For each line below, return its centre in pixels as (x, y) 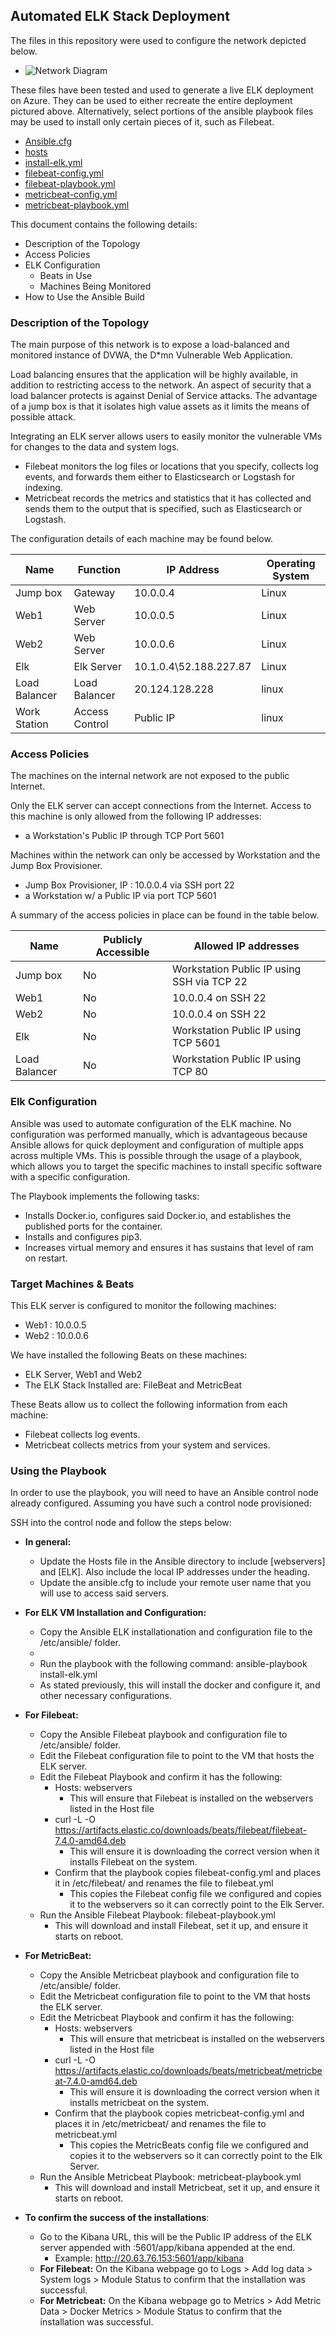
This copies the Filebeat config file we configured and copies (195, 1894)
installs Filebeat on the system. (133, 1862)
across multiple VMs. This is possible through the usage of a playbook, (156, 1155)
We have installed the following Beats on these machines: (129, 1355)
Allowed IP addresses (246, 946)
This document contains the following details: (104, 224)
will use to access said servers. (104, 1593)
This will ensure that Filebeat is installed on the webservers (191, 1798)
